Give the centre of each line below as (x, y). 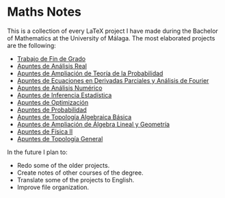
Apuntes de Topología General (60, 138)
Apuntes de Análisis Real (52, 66)
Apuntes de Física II (45, 132)
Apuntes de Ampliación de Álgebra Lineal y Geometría (93, 124)
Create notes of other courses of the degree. (80, 173)
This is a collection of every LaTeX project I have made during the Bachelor (113, 31)
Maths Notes (44, 12)
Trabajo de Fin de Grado (51, 58)
